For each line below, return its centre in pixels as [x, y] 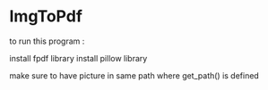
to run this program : [47, 41]
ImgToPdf [46, 16]
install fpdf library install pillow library [78, 58]
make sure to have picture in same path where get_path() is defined [134, 75]
